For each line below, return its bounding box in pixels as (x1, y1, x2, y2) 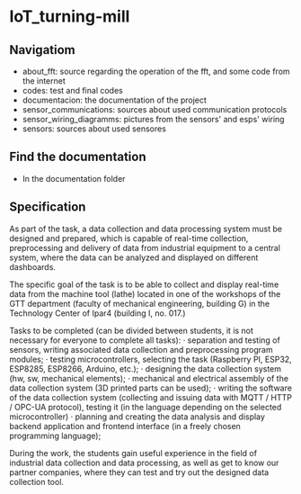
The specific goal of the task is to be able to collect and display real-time (9, 279, 279, 290)
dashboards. (9, 261, 57, 272)
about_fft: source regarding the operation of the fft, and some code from (22, 66, 290, 76)
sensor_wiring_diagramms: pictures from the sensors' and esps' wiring (22, 114, 285, 124)
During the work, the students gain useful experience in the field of (9, 447, 258, 458)
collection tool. (9, 476, 65, 487)
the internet (22, 76, 66, 86)
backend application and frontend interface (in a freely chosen (9, 420, 241, 431)
